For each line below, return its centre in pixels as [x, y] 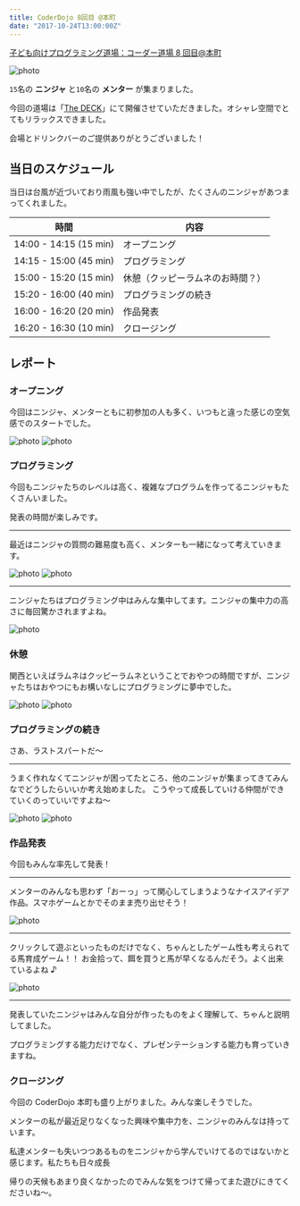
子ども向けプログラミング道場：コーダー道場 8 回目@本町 [116, 52]
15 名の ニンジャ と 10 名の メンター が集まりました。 [104, 89]
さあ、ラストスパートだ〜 [56, 750]
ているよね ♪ [33, 970]
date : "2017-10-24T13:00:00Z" [66, 26]
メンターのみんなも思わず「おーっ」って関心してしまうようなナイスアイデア [150, 891]
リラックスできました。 [67, 119]
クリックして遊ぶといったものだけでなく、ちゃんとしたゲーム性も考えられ [146, 948]
